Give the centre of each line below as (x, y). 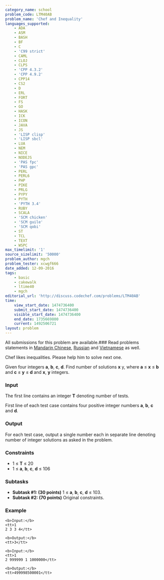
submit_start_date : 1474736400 (46, 310)
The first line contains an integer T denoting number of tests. (67, 396)
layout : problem (22, 328)
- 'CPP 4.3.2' (28, 70)
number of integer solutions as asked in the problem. (59, 439)
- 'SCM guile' (28, 222)
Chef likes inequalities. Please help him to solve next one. (64, 357)
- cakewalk (25, 282)
